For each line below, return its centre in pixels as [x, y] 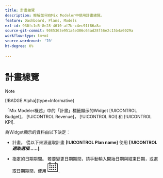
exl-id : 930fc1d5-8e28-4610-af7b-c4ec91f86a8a [53, 26]
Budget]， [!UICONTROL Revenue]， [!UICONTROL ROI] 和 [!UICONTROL [78, 116]
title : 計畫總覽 [20, 10]
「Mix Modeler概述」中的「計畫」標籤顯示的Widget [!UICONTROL [71, 110]
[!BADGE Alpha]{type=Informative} [40, 100]
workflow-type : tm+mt [27, 36]
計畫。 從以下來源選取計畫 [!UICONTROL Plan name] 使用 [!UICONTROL [85, 142]
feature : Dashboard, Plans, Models [41, 20]
